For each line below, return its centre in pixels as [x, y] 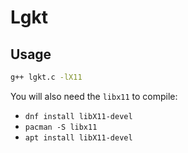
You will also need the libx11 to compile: [94, 96]
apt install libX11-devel [78, 137]
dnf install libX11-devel [78, 116]
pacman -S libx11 [61, 127]
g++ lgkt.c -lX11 [46, 77]
